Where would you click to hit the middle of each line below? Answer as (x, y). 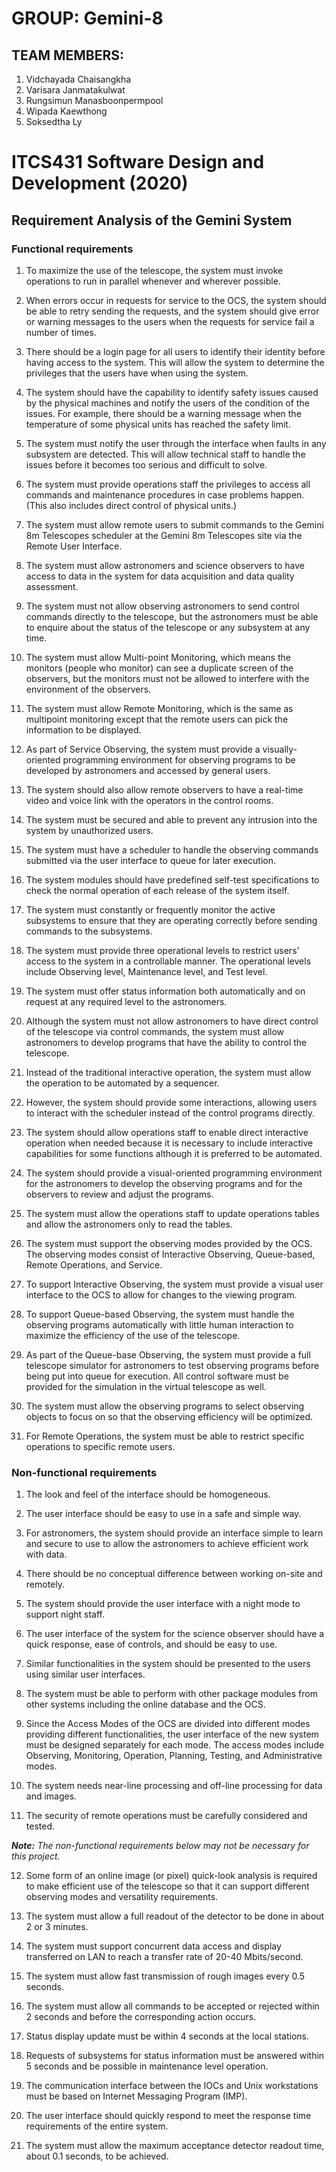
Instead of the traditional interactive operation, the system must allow (168, 1072)
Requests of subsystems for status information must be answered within (175, 2056)
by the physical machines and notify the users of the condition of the (167, 403)
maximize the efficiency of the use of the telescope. (133, 1335)
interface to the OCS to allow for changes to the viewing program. (161, 1294)
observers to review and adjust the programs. (119, 1194)
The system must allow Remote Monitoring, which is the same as (159, 708)
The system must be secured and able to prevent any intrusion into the (171, 819)
